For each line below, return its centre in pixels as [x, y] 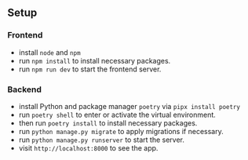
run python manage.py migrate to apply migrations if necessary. [121, 131]
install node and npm [49, 52]
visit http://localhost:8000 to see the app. [88, 147]
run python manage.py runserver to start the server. [102, 140]
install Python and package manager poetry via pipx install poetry [129, 106]
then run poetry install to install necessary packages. [108, 123]
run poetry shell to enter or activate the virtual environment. [117, 115]
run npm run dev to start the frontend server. [90, 69]
